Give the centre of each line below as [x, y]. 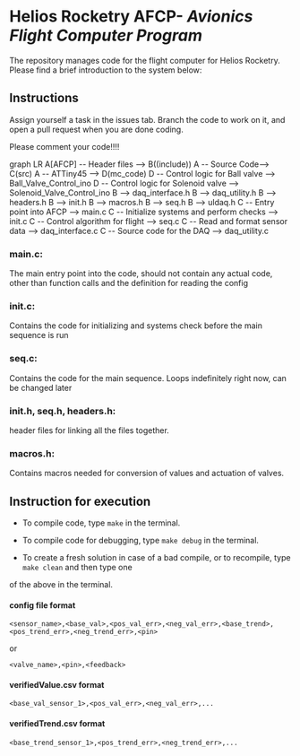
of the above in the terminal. [61, 585]
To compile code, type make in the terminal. [101, 523]
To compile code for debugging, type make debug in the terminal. [141, 541]
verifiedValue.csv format [57, 684]
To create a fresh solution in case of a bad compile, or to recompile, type [156, 558]
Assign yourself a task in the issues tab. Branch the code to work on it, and [147, 119]
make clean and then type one [77, 568]
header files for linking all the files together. [90, 430]
